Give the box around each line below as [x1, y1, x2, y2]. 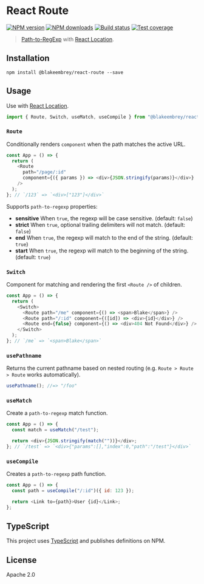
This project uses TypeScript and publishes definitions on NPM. [6, 537, 166, 544]
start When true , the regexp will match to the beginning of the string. [15, 247, 189, 254]
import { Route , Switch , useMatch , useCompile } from [6, 114, 146, 120]
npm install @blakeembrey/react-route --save [6, 69, 123, 75]
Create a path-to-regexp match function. [6, 409, 108, 417]
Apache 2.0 [6, 571, 35, 579]
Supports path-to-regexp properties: [6, 203, 98, 210]
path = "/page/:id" [22, 169, 67, 175]
